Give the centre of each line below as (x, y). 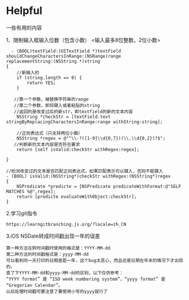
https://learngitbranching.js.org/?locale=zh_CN (66, 224)
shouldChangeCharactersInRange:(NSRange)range (64, 56)
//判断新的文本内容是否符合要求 (47, 144)
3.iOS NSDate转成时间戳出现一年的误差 (53, 236)
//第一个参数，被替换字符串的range (51, 99)
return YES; (42, 83)
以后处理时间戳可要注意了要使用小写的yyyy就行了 (57, 291)
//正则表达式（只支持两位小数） (50, 133)
